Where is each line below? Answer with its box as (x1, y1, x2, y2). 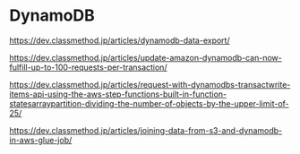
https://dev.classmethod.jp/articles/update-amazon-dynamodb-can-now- (9, 52, 282, 63)
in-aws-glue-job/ (9, 134, 73, 145)
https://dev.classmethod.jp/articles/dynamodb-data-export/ (9, 35, 230, 46)
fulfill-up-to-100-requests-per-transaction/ (9, 62, 167, 73)
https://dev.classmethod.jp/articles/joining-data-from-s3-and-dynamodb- (9, 124, 283, 135)
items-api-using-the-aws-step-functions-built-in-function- (9, 89, 227, 99)
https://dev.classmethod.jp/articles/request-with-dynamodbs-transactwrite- (9, 79, 291, 90)
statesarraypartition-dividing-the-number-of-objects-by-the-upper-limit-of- (9, 98, 289, 108)
